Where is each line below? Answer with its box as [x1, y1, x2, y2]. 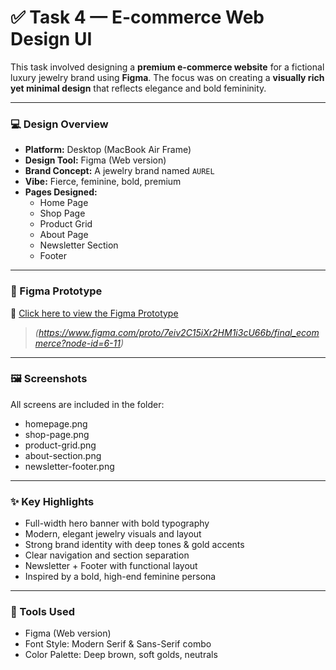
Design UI [10, 28, 93, 51]
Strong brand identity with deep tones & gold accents [24, 539, 245, 551]
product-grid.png [24, 439, 97, 451]
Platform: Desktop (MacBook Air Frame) [24, 144, 192, 156]
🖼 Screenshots [10, 372, 88, 386]
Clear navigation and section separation [24, 549, 190, 561]
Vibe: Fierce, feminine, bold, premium [24, 176, 182, 188]
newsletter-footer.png [24, 460, 115, 472]
